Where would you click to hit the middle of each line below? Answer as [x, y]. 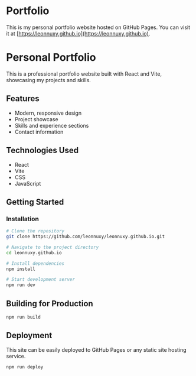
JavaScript [28, 183]
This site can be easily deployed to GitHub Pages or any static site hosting [97, 349]
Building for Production [50, 304]
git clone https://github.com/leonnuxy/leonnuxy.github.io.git [86, 237]
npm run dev [21, 285]
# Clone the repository [35, 231]
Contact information [39, 132]
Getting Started [35, 202]
